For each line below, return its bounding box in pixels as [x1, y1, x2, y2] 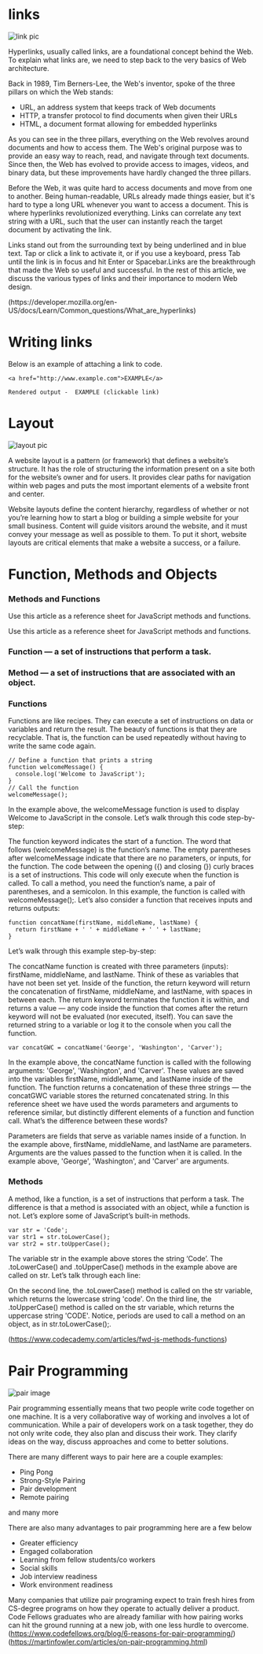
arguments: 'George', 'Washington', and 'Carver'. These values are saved [8, 1066, 244, 1075]
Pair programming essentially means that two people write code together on [8, 1403, 254, 1412]
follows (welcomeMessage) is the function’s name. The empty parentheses [8, 845, 251, 855]
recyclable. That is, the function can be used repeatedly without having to [8, 733, 247, 742]
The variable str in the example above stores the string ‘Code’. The [8, 1253, 224, 1263]
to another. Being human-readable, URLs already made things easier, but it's [8, 191, 255, 201]
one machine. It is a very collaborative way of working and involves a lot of [8, 1412, 250, 1421]
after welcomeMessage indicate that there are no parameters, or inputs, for [8, 853, 251, 863]
